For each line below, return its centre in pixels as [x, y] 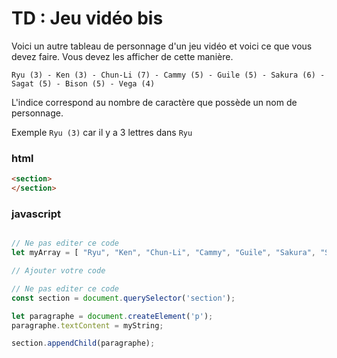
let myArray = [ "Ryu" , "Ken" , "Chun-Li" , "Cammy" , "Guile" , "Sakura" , [164, 253]
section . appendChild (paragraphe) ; [83, 343]
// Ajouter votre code [58, 271]
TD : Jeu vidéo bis [87, 18]
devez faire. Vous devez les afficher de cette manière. [122, 56]
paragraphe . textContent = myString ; [87, 325]
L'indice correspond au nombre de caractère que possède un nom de [154, 102]
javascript [36, 214]
